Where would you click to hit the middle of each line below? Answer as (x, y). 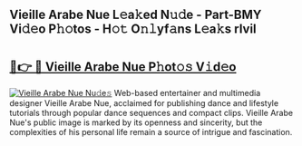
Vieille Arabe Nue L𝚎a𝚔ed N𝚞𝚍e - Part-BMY (136, 15)
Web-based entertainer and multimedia (187, 93)
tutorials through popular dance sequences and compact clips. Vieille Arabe (151, 113)
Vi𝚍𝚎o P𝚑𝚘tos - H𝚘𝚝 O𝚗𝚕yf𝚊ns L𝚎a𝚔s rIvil (133, 29)
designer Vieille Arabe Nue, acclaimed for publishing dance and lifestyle (144, 103)
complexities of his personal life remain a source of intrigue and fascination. (151, 132)
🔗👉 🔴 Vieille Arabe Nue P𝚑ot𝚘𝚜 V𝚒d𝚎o (123, 67)
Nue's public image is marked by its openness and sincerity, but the (136, 122)
